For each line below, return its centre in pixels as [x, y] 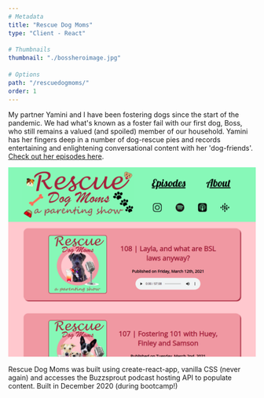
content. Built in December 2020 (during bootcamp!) [93, 386]
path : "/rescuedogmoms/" [49, 82]
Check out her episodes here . [56, 156]
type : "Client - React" [47, 33]
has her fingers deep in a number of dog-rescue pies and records [115, 139]
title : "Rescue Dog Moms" [50, 25]
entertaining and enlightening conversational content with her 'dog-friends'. [131, 148]
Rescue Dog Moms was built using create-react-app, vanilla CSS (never [125, 370]
